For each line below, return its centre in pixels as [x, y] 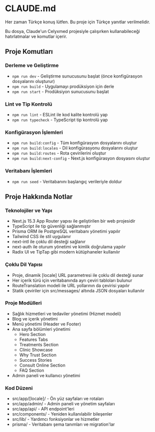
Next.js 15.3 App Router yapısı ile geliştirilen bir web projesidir [74, 221]
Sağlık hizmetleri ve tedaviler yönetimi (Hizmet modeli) [67, 314]
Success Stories [35, 360]
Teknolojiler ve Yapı [29, 210]
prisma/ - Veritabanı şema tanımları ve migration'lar [63, 424]
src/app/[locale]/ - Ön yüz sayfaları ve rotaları [58, 399]
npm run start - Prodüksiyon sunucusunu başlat [60, 91]
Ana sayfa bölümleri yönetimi [41, 329]
